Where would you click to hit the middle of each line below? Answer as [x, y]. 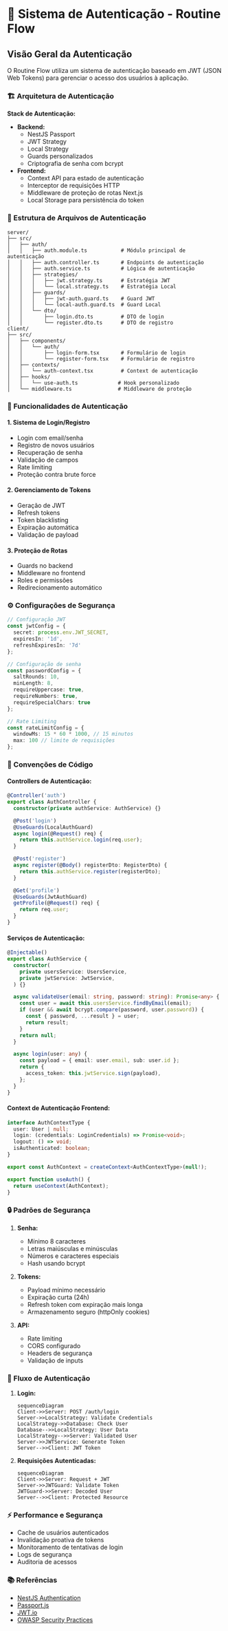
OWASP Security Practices [55, 1619]
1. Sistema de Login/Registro [49, 423]
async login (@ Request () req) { [58, 833]
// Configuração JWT [37, 620]
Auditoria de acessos [47, 1562]
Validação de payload [48, 534]
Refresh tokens [38, 513]
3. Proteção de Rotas [37, 551]
